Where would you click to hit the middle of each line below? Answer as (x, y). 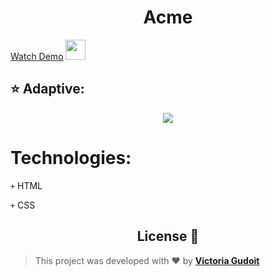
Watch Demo (37, 56)
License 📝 (168, 236)
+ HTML (26, 185)
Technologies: (71, 157)
